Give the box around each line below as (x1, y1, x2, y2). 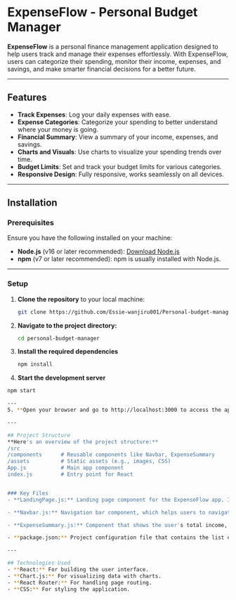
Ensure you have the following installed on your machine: (7, 234, 173, 242)
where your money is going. (17, 125, 98, 133)
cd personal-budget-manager (17, 335, 100, 342)
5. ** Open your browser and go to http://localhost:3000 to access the (7, 406, 221, 414)
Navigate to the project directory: (17, 321, 117, 330)
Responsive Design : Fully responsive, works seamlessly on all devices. (17, 170, 225, 178)
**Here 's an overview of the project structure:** (7, 438, 159, 446)
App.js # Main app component (7, 465, 124, 472)
